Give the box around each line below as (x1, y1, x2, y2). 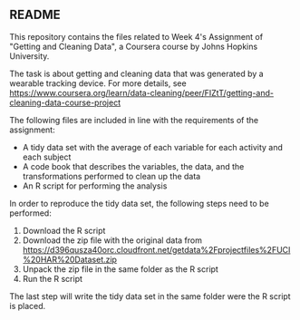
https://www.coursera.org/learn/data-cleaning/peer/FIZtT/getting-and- (9, 87, 275, 98)
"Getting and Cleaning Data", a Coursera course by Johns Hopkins (9, 41, 258, 52)
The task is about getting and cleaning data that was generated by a (9, 68, 265, 79)
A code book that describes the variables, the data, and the (22, 160, 245, 171)
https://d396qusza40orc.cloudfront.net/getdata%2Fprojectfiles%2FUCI (22, 244, 291, 255)
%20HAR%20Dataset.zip (22, 254, 118, 265)
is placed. (9, 300, 46, 311)
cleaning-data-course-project (9, 97, 121, 108)
